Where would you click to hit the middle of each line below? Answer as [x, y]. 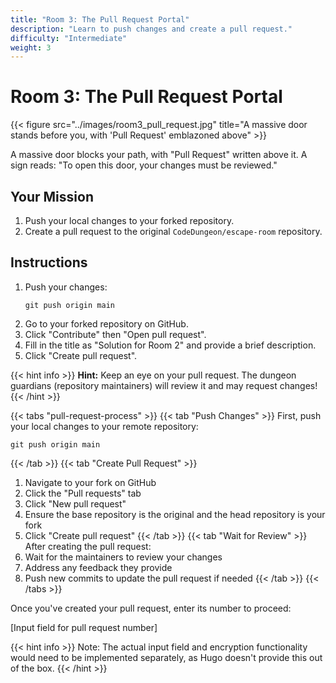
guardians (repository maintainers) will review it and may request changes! [164, 385]
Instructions [49, 262]
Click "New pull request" [75, 503]
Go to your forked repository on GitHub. [106, 323]
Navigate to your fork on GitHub [90, 482]
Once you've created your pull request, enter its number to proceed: [151, 608]
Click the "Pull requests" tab [83, 493]
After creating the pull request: [88, 546]
